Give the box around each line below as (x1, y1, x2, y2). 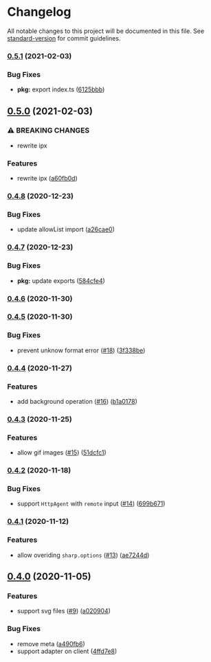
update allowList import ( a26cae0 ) (16, 225, 115, 233)
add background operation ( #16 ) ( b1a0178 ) (16, 397, 137, 405)
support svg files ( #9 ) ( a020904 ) (16, 607, 111, 615)
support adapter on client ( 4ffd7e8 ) (16, 647, 118, 655)
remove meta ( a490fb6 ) (16, 639, 86, 648)
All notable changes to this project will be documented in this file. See (7, 27, 205, 35)
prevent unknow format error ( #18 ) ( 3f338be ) (16, 346, 146, 354)
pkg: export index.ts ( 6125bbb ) (16, 85, 105, 93)
